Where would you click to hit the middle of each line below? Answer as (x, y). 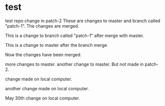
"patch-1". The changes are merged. (42, 26)
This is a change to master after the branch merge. (57, 45)
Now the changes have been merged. (43, 54)
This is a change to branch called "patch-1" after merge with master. (75, 35)
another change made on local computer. (47, 88)
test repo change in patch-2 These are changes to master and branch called (83, 21)
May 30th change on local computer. (42, 98)
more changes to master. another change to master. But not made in (75, 64)
